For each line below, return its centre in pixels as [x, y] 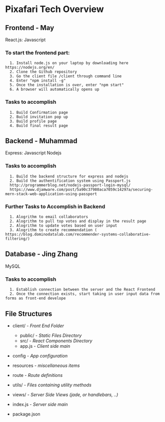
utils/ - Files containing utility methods [52, 385]
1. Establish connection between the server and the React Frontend [82, 290]
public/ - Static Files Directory [51, 335]
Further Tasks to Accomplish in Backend [55, 206]
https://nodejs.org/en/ [30, 68]
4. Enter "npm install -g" [38, 81]
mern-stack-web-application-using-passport [51, 194]
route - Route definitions [37, 375]
